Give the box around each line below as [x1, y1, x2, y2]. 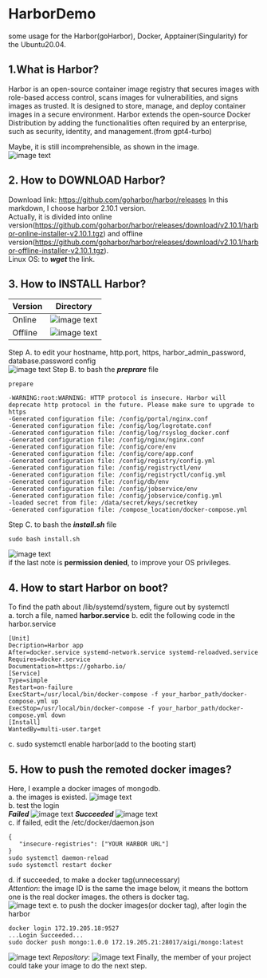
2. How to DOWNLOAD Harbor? [8, 173, 166, 188]
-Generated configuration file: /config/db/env [8, 478, 170, 486]
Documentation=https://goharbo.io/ [8, 663, 127, 671]
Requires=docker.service [8, 655, 91, 663]
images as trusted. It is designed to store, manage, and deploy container [8, 101, 246, 110]
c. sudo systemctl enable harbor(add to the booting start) [8, 739, 197, 749]
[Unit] [8, 635, 30, 643]
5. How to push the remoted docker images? [8, 762, 233, 776]
